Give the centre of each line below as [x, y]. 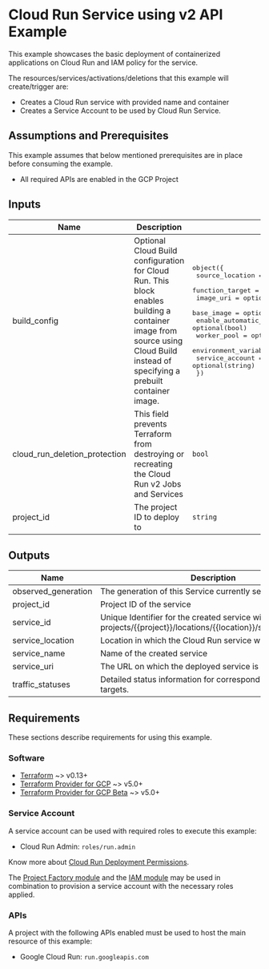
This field [152, 414]
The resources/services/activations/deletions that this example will [119, 78]
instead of [153, 361]
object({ [208, 268]
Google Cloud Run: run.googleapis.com [84, 957]
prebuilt [149, 381]
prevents [151, 424]
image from [156, 330]
